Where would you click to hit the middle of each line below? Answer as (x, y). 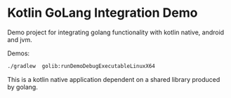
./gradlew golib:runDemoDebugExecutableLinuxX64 (81, 66)
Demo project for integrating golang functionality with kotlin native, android (116, 32)
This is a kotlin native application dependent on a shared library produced (114, 79)
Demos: (19, 53)
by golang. (23, 87)
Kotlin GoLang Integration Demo (103, 13)
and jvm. (20, 39)
